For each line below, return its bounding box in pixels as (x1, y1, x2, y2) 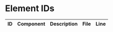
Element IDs (5, 3, 55, 14)
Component (17, 20, 45, 27)
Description (50, 20, 78, 27)
